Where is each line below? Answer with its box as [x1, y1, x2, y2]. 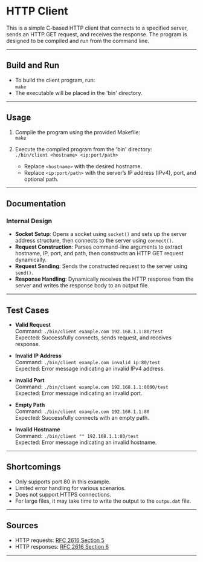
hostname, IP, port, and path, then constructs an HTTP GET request [14, 250, 184, 257]
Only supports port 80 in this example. [14, 478, 111, 485]
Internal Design [6, 217, 53, 225]
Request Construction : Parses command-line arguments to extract [14, 243, 183, 250]
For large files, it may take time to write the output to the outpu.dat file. [14, 497, 192, 505]
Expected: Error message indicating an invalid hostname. [14, 439, 157, 446]
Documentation [6, 198, 66, 209]
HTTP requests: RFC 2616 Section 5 [14, 537, 105, 544]
